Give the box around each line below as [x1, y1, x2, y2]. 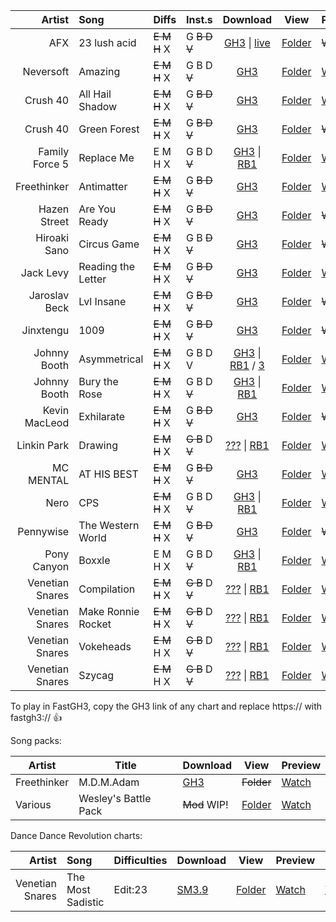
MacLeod [24, 416, 70, 429]
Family [38, 145, 70, 158]
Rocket [78, 617, 112, 631]
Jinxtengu [21, 324, 70, 337]
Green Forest [78, 122, 140, 136]
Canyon [32, 560, 70, 573]
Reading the [78, 260, 135, 273]
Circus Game [78, 237, 140, 251]
